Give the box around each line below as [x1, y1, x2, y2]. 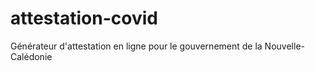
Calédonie [10, 50, 53, 62]
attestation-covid [10, 7, 158, 30]
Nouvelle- [264, 40, 305, 52]
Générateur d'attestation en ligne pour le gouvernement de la [10, 40, 263, 52]
